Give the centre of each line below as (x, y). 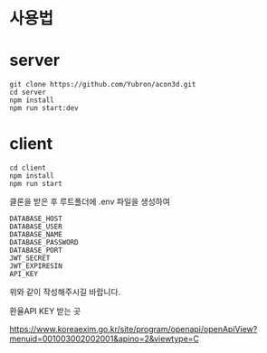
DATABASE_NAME (36, 235)
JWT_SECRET (30, 258)
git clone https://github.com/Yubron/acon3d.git (103, 85)
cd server (28, 93)
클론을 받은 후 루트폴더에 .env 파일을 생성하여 (90, 202)
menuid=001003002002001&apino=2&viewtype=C (105, 339)
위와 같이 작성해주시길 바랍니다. (65, 292)
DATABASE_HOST (36, 219)
